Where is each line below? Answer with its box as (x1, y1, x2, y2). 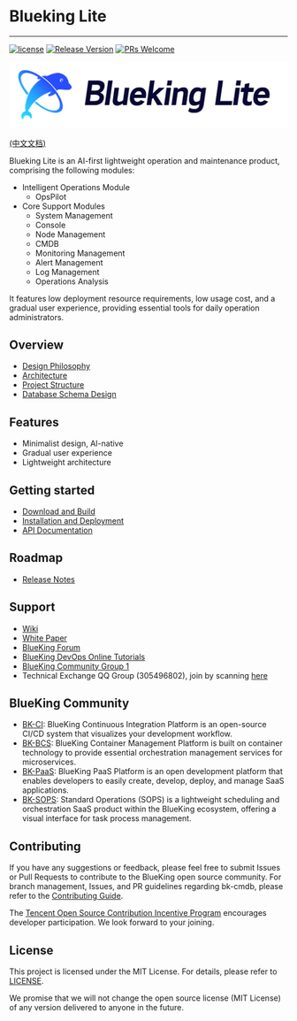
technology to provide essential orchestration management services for (21, 748, 283, 758)
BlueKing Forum (21, 641, 81, 652)
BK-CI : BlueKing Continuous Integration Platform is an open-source (21, 719, 267, 730)
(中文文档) (9, 137, 47, 148)
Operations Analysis (34, 276, 109, 287)
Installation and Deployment (21, 515, 125, 526)
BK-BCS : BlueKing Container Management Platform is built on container (21, 738, 283, 748)
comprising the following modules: (9, 165, 135, 175)
